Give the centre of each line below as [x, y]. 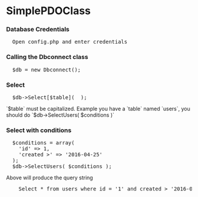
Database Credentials [38, 29]
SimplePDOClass [49, 11]
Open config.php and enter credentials [70, 42]
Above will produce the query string [49, 178]
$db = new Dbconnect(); [47, 70]
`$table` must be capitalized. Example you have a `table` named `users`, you [98, 109]
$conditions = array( [43, 143]
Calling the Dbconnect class [47, 57]
